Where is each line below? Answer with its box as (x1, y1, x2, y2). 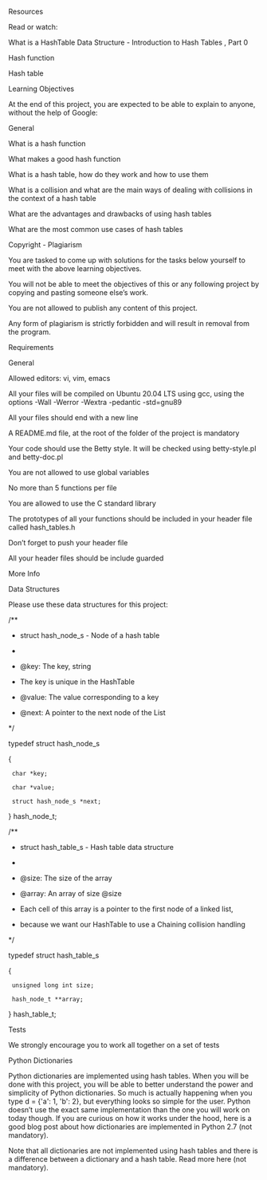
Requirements (8, 343, 54, 352)
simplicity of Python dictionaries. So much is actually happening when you (8, 1088, 253, 1097)
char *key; (11, 769, 48, 777)
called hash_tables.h (8, 522, 76, 532)
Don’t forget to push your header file (8, 538, 128, 547)
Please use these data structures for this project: (8, 600, 169, 609)
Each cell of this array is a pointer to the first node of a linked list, (19, 904, 234, 914)
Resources (8, 7, 44, 16)
